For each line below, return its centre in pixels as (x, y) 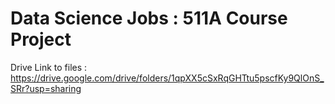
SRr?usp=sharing (46, 88)
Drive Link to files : (49, 67)
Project (41, 39)
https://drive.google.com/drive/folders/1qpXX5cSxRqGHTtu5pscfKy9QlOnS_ (167, 78)
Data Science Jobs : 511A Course (149, 18)
